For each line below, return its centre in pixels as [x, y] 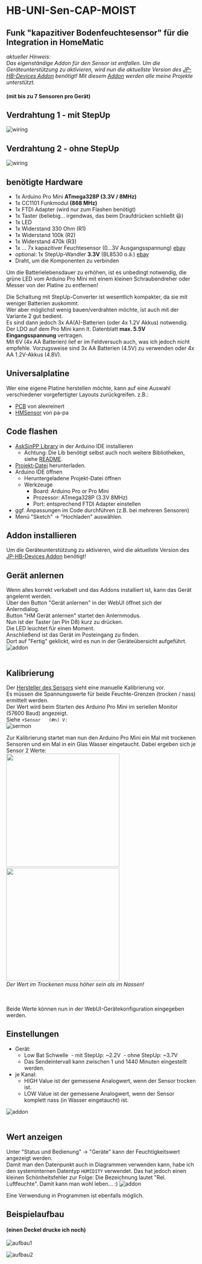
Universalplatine [38, 374]
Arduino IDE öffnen [39, 472]
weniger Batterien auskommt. [43, 303]
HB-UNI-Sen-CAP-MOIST [71, 11]
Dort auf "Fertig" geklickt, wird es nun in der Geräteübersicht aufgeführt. [96, 641]
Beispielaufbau [35, 1214]
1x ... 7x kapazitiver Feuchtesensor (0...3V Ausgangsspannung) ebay [100, 248]
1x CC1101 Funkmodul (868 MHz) [56, 203]
